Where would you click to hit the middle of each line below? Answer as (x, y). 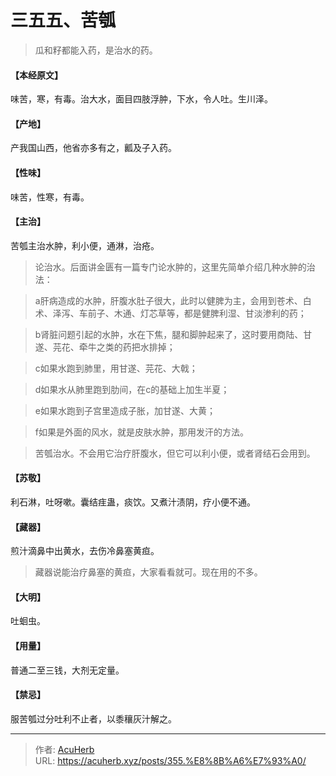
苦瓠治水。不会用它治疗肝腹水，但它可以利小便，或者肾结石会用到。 (175, 453)
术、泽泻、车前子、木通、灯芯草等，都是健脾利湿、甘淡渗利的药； (170, 313)
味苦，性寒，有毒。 (50, 197)
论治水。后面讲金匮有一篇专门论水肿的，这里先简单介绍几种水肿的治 (175, 267)
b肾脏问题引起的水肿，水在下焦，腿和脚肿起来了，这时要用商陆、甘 (173, 334)
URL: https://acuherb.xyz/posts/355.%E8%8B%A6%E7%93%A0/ (170, 760)
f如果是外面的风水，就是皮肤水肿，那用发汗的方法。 (141, 432)
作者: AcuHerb (64, 749)
